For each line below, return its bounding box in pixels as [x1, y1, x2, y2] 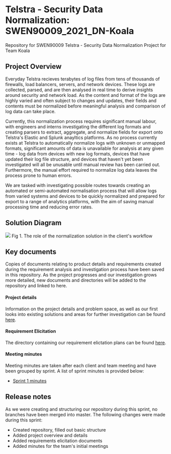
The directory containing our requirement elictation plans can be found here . [5, 339, 166, 345]
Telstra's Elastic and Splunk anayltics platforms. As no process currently [5, 134, 157, 141]
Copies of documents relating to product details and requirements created [5, 261, 162, 267]
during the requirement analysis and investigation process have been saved [5, 266, 164, 273]
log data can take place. [5, 108, 56, 114]
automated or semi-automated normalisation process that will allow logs [5, 188, 157, 194]
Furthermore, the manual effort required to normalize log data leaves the [5, 167, 157, 173]
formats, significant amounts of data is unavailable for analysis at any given [5, 145, 164, 151]
